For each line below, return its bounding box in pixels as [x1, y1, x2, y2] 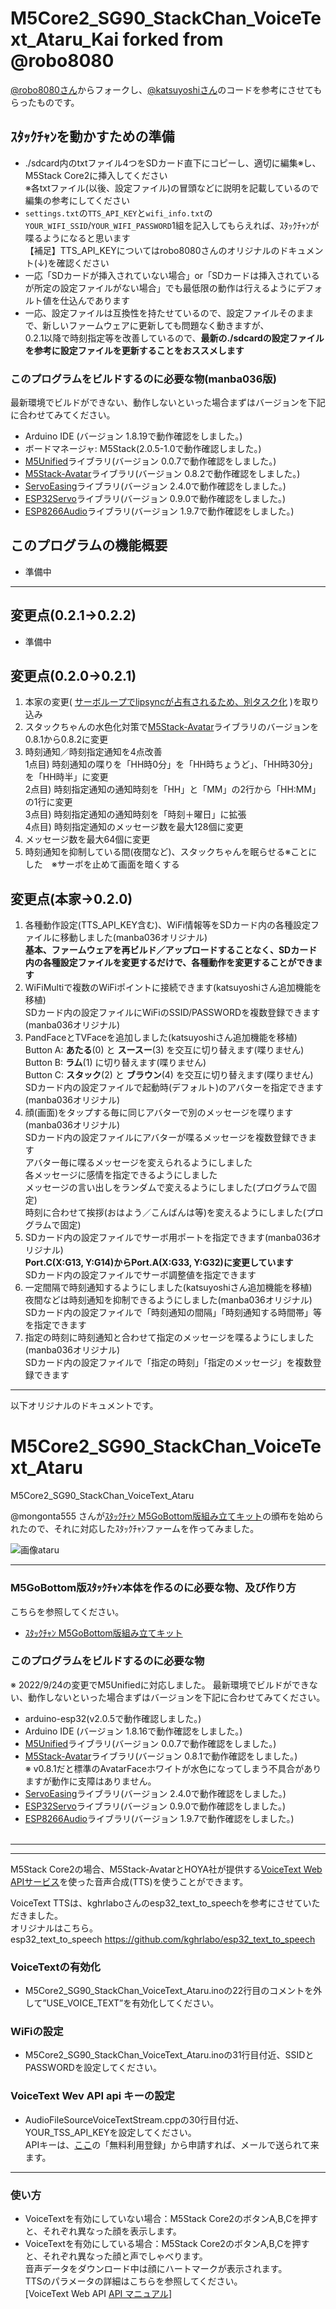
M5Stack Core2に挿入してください [24, 169, 168, 181]
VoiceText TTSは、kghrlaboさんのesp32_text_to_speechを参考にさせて [10, 1897, 303, 1909]
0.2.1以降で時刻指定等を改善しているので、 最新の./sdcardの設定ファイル [24, 332, 325, 344]
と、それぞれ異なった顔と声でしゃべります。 [24, 2250, 204, 2262]
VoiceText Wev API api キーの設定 [10, 2089, 175, 2103]
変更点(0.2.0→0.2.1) [10, 668, 137, 685]
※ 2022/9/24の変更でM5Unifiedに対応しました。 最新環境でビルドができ [10, 1678, 310, 1691]
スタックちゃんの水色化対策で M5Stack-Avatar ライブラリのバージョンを [24, 721, 320, 733]
